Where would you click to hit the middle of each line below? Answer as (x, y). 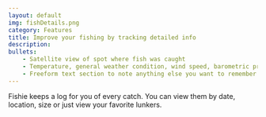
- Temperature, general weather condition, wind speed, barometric (136, 67)
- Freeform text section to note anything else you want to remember (140, 74)
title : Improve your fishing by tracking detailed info (102, 37)
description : (30, 45)
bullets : (23, 52)
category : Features (40, 30)
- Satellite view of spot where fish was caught (104, 60)
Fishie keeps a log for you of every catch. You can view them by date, (122, 96)
